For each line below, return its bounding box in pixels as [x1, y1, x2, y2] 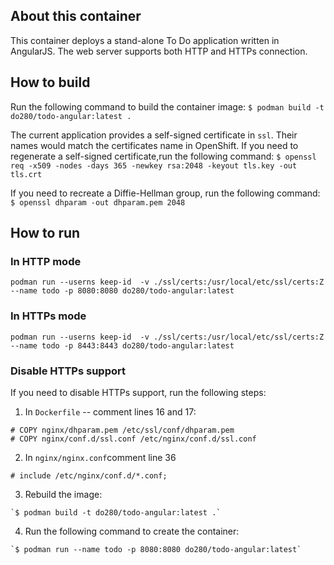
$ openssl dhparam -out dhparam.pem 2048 [10, 197, 186, 208]
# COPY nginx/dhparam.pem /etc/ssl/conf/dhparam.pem [10, 425, 235, 435]
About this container [10, 8, 142, 25]
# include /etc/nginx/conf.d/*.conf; [10, 470, 168, 481]
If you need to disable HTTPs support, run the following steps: [10, 386, 267, 398]
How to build [10, 74, 91, 91]
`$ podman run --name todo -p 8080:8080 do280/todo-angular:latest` [10, 544, 302, 554]
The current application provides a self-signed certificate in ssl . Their [10, 129, 298, 141]
